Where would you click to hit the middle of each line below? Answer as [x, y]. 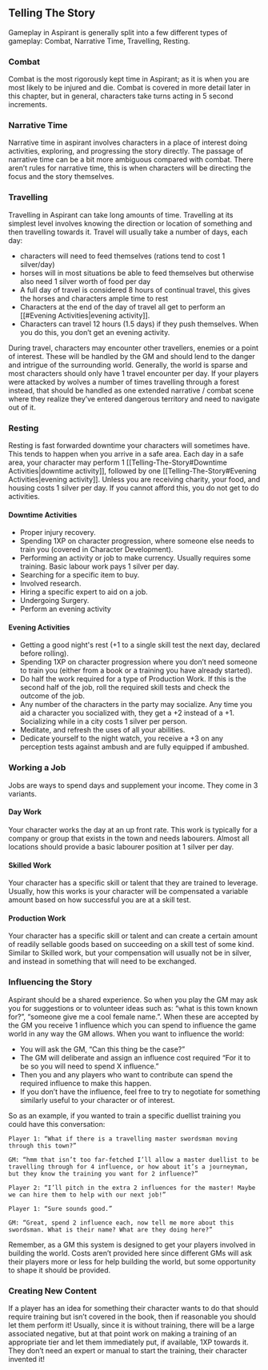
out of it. [22, 407]
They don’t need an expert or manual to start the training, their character [128, 1350]
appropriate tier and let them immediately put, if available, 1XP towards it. [129, 1342]
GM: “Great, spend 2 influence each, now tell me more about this [121, 1223]
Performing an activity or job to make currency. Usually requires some [135, 558]
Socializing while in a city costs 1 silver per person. [104, 721]
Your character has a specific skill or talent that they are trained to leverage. [133, 883]
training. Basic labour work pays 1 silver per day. [100, 566]
